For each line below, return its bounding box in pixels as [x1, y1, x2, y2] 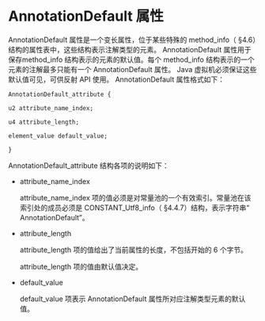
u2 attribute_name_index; [8, 104, 93, 112]
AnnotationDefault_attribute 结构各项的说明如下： [8, 160, 169, 170]
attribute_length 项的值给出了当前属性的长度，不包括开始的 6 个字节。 [19, 245, 248, 254]
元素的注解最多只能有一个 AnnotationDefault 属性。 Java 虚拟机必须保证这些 [8, 64, 257, 74]
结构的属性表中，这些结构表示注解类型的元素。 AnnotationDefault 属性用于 [8, 44, 252, 54]
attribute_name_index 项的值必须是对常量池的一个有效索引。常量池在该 [19, 193, 252, 202]
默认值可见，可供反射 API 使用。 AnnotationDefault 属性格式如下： [8, 75, 225, 84]
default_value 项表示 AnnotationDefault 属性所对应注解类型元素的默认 [19, 294, 246, 304]
